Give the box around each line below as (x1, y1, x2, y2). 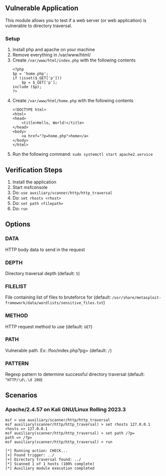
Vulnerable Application (5, 4, 79, 13)
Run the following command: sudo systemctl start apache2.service (12, 151, 153, 157)
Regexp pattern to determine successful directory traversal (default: (5, 371, 145, 377)
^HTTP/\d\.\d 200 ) (5, 377, 43, 383)
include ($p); (12, 85, 42, 90)
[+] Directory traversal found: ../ (5, 457, 81, 462)
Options (5, 220, 31, 228)
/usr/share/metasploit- (112, 295, 162, 300)
